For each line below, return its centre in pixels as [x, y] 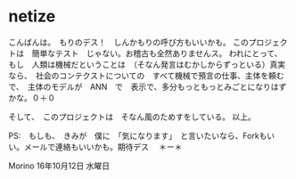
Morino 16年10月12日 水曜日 [59, 166]
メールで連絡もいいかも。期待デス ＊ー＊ [103, 146]
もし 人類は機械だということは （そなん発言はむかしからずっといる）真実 [147, 64]
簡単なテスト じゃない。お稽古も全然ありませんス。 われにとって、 [157, 53]
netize [32, 16]
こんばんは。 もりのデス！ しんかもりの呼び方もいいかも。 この [128, 42]
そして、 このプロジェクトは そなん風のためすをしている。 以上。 [132, 117]
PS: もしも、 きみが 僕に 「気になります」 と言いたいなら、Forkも [138, 135]
